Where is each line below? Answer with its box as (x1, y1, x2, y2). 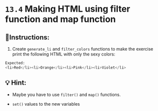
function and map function (5, 14, 116, 25)
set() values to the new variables (12, 101, 80, 107)
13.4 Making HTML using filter (5, 3, 131, 15)
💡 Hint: (5, 79, 26, 87)
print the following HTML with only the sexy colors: (12, 51, 115, 57)
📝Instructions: (5, 33, 50, 41)
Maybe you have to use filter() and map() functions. (12, 92, 121, 97)
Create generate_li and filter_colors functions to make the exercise (12, 46, 154, 52)
